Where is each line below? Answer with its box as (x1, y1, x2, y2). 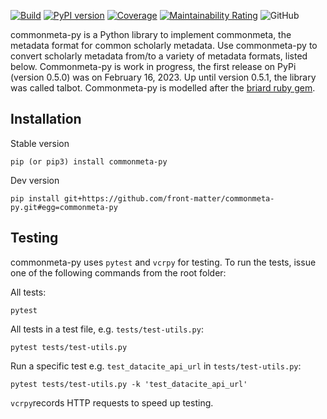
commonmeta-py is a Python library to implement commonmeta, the (10, 29, 292, 40)
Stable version (10, 137, 70, 149)
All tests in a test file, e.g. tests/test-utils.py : (10, 323, 204, 335)
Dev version (10, 174, 60, 186)
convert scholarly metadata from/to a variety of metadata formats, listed (10, 50, 308, 62)
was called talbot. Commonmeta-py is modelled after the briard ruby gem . (10, 82, 316, 94)
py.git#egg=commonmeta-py (10, 202, 118, 212)
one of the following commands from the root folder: (10, 266, 227, 279)
